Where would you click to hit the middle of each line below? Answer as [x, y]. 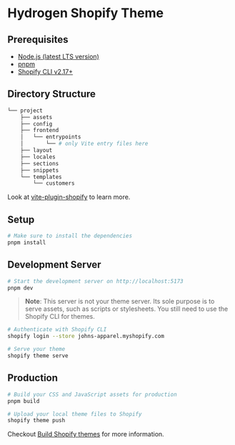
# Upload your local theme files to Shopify [75, 414]
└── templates [41, 177]
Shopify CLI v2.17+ [45, 72]
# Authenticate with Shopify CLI [57, 329]
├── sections [40, 163]
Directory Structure [52, 94]
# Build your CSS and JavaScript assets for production [92, 394]
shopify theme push [36, 421]
